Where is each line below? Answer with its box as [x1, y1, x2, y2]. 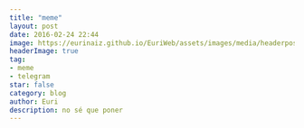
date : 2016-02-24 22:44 [9, 30, 100, 39]
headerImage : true [9, 47, 79, 56]
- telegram [9, 72, 51, 81]
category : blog [9, 88, 67, 97]
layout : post [9, 22, 59, 31]
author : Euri [9, 96, 59, 106]
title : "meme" [9, 13, 63, 23]
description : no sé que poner [9, 105, 124, 114]
